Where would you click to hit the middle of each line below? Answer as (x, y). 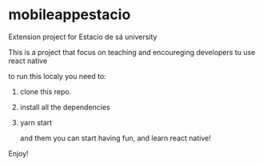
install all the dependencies (65, 107)
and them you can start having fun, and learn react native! (116, 138)
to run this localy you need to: (57, 76)
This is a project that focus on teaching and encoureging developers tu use (132, 52)
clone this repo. (46, 91)
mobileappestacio (70, 15)
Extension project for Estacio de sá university (83, 37)
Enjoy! (19, 153)
